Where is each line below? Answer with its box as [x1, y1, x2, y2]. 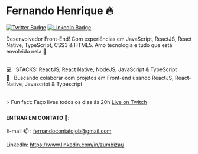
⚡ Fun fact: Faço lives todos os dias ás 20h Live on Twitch [6, 98, 147, 105]
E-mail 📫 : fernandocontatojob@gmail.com [6, 128, 112, 135]
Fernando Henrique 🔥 [6, 4, 113, 18]
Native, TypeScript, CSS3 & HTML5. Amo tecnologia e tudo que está [6, 41, 173, 48]
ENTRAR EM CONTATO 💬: [6, 114, 70, 121]
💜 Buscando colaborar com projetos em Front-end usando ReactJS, [6, 74, 174, 81]
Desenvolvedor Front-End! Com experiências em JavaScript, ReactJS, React [6, 35, 192, 42]
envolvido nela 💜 [6, 48, 47, 55]
